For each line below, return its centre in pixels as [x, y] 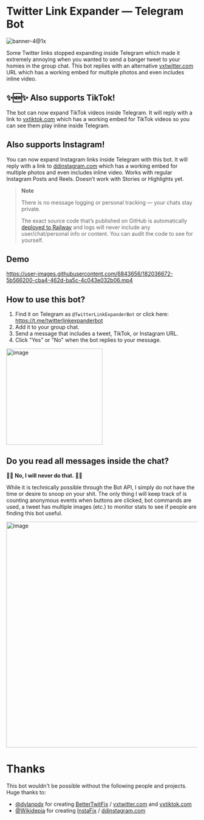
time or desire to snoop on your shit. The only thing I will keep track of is [97, 494]
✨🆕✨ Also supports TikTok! [61, 98]
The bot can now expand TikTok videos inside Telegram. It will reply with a [100, 112]
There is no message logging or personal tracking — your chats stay [107, 202]
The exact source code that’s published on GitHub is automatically [104, 221]
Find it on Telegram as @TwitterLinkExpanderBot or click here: [92, 314]
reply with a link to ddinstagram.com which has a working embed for [92, 166]
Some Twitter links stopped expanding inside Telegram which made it [93, 52]
